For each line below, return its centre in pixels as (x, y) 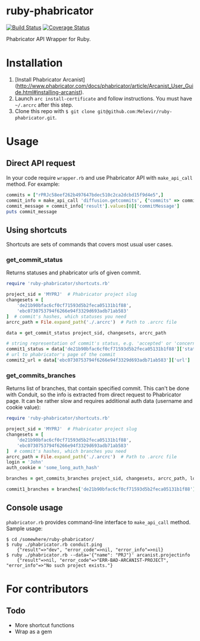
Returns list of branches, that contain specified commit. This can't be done (98, 389)
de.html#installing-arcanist (48, 92)
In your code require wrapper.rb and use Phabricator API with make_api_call (99, 177)
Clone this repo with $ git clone (55, 111)
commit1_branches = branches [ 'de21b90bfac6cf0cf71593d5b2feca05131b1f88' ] (101, 489)
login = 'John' (25, 462)
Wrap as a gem (33, 631)
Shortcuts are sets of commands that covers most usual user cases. (90, 245)
